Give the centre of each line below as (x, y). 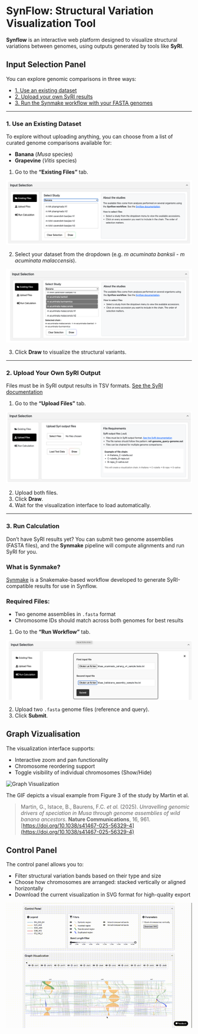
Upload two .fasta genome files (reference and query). (82, 709)
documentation (24, 392)
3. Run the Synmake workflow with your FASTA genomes (84, 103)
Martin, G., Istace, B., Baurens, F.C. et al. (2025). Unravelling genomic (105, 807)
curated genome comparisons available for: (59, 143)
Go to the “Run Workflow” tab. (52, 632)
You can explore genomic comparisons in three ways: (71, 79)
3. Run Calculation (33, 526)
